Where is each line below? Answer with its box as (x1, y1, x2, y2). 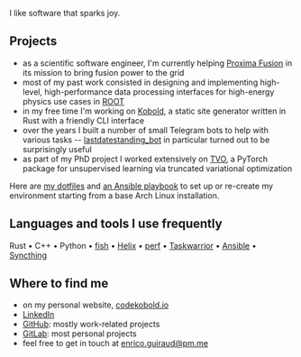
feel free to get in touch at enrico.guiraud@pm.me (22, 338, 209, 349)
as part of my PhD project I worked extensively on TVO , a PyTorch (22, 153, 269, 164)
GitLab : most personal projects (22, 328, 137, 339)
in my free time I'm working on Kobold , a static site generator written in (22, 105, 287, 116)
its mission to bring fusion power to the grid (22, 67, 185, 78)
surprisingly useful (22, 143, 92, 154)
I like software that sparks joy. (9, 8, 121, 18)
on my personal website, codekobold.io (22, 299, 169, 310)
